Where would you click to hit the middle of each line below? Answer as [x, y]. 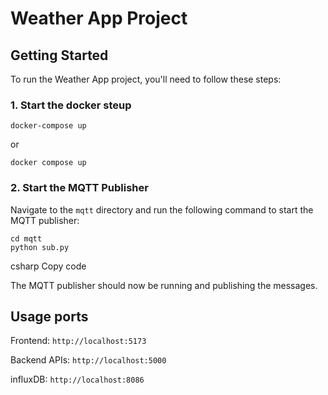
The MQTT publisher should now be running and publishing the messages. [164, 285]
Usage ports [49, 316]
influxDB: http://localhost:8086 [77, 379]
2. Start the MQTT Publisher [79, 188]
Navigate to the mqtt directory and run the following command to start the [162, 209]
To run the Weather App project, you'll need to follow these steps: [146, 79]
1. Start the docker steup [71, 105]
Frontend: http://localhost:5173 [78, 341]
